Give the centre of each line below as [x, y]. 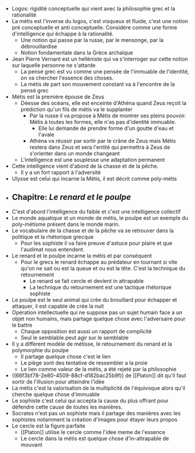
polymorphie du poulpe [40, 350]
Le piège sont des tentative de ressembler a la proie [84, 363]
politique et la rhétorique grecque [52, 237]
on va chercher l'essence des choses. [67, 78]
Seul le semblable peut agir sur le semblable [75, 337]
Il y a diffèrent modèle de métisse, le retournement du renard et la [92, 344]
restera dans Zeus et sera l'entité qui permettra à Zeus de [100, 147]
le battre [22, 325]
